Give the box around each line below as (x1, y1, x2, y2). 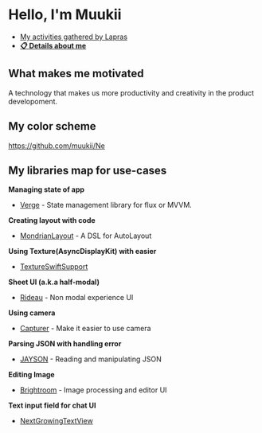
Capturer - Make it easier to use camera (19, 324, 151, 334)
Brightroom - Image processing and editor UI (19, 385, 167, 395)
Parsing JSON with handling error (8, 339, 122, 349)
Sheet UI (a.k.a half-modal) (8, 277, 100, 287)
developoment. (8, 96, 58, 106)
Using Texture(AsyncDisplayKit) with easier (8, 247, 157, 256)
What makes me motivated (8, 67, 144, 80)
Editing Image (8, 370, 55, 380)
